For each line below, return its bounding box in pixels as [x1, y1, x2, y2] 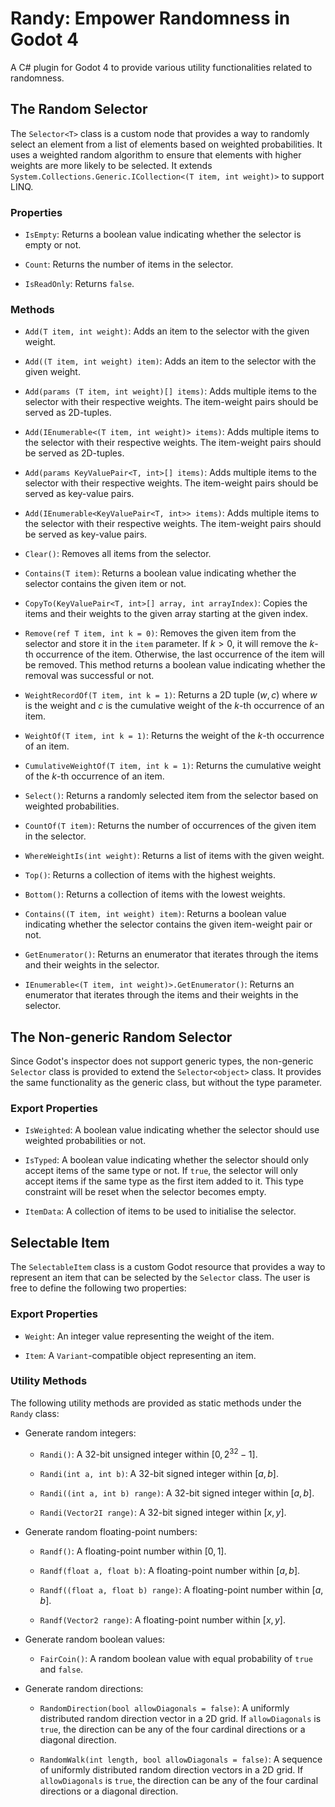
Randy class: [10, 1407, 60, 1419]
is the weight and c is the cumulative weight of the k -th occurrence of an [24, 700, 325, 712]
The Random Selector [10, 101, 148, 118]
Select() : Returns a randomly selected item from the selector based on [24, 790, 319, 802]
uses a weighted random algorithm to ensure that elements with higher [10, 148, 302, 161]
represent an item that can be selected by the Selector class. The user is [10, 1272, 311, 1284]
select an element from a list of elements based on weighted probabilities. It [10, 138, 323, 150]
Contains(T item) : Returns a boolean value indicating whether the [24, 567, 297, 579]
